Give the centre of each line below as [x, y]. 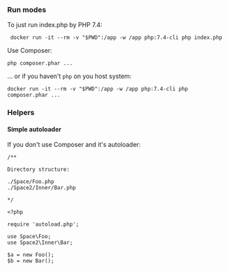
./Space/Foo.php [31, 182]
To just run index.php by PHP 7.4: [55, 25]
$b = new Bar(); [31, 261]
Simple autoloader [34, 129]
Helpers [21, 113]
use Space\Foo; [29, 237]
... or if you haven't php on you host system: [70, 76]
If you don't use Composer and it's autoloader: [74, 145]
